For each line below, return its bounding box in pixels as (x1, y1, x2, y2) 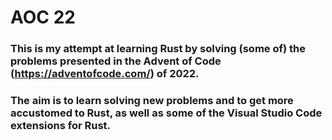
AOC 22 (10, 6, 76, 29)
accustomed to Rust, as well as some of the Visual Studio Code (10, 106, 323, 120)
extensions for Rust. (10, 119, 112, 133)
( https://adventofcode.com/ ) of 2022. (10, 67, 200, 81)
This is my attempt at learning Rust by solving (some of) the (10, 42, 306, 56)
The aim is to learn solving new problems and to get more (10, 94, 294, 108)
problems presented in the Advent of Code (10, 54, 222, 68)
